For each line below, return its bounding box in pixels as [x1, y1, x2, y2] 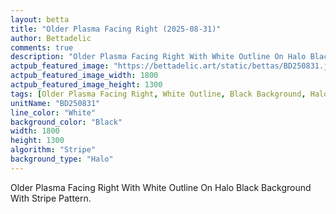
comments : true [10, 42, 74, 53]
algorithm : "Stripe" [10, 145, 97, 155]
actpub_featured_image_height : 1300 [10, 80, 163, 90]
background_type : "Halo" [10, 154, 114, 164]
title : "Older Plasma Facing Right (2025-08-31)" [10, 24, 222, 34]
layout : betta [10, 14, 70, 25]
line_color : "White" [10, 107, 97, 118]
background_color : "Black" [10, 117, 123, 127]
